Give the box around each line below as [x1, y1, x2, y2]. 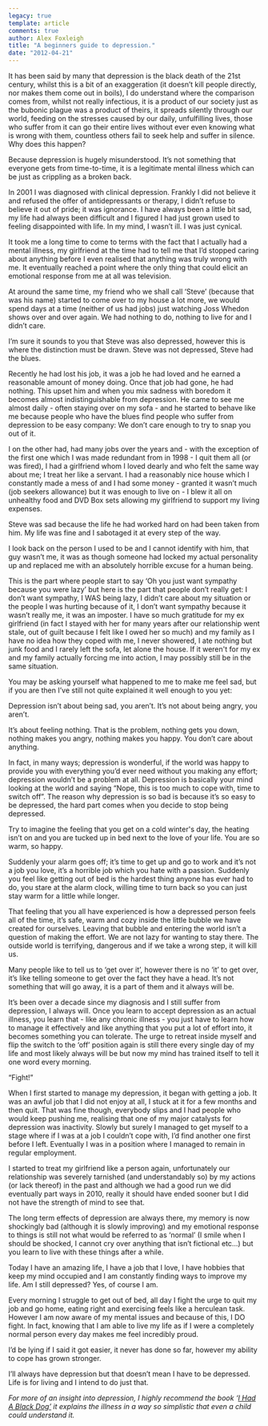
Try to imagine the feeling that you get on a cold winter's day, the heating [8, 824, 250, 834]
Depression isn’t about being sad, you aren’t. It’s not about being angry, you [8, 701, 258, 710]
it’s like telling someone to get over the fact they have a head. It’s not [8, 973, 234, 983]
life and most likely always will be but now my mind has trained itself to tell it [8, 1049, 260, 1058]
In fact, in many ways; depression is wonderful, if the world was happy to [8, 758, 250, 767]
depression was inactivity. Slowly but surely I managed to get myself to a [8, 1123, 249, 1131]
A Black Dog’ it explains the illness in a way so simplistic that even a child [8, 1402, 252, 1411]
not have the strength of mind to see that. [8, 1197, 146, 1207]
